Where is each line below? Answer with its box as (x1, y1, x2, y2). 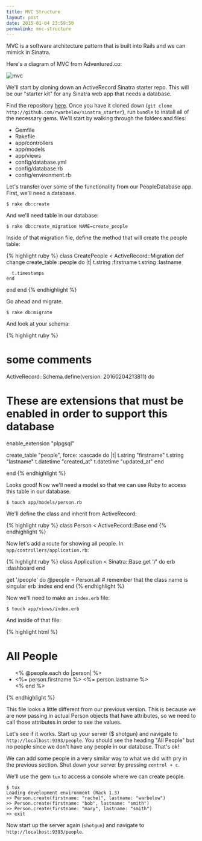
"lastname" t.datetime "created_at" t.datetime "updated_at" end (6, 458, 164, 465)
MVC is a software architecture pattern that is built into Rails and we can (6, 42, 186, 50)
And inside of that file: (6, 617, 62, 624)
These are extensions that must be (6, 394, 184, 408)
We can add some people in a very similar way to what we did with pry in (6, 755, 188, 762)
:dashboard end (6, 564, 46, 572)
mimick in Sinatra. (6, 49, 51, 56)
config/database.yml (14, 158, 67, 166)
